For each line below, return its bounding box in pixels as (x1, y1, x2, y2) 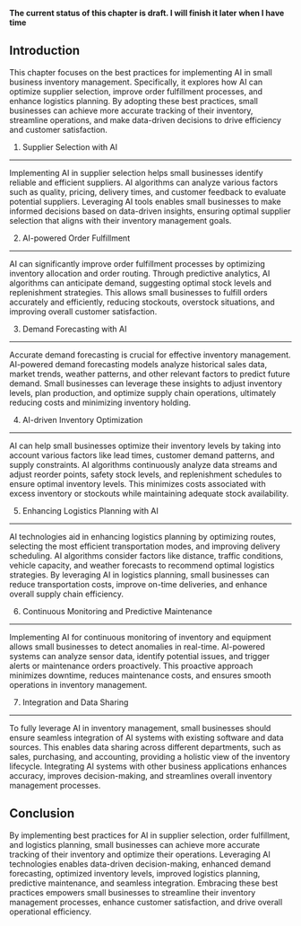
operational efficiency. (9, 906, 92, 917)
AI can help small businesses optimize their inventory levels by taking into (9, 440, 281, 451)
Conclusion (9, 806, 75, 821)
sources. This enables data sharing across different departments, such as (9, 741, 281, 753)
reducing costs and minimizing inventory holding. (9, 397, 191, 408)
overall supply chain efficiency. (9, 588, 124, 599)
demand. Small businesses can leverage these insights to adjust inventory (9, 377, 282, 389)
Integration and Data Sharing (21, 696, 129, 708)
